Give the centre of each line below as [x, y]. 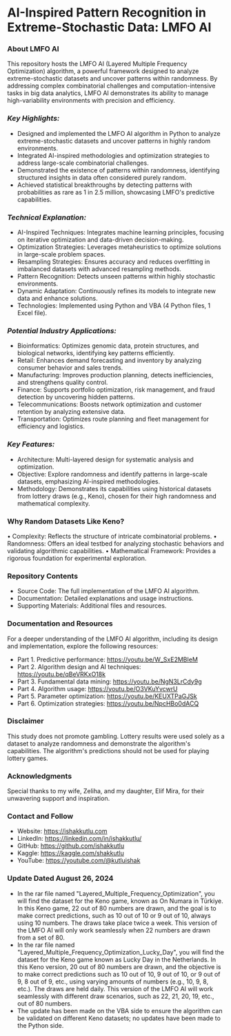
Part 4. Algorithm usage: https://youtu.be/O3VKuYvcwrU [97, 688]
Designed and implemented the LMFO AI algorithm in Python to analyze [119, 133]
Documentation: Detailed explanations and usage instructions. [106, 599]
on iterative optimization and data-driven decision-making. [100, 240]
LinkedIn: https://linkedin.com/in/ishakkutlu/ [79, 839]
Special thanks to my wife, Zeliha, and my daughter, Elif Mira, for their [106, 791]
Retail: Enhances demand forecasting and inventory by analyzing [109, 361]
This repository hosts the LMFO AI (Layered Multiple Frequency [97, 64]
